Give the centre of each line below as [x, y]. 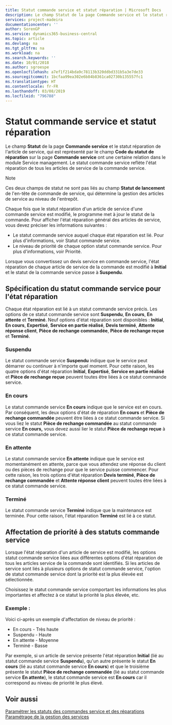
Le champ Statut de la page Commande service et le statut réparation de [83, 146]
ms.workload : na [23, 53]
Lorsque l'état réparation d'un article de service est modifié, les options [81, 553]
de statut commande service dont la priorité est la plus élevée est [74, 574]
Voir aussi [21, 699]
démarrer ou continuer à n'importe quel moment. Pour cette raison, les [80, 366]
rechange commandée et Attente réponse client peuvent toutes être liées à [86, 481]
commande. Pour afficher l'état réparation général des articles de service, [83, 220]
